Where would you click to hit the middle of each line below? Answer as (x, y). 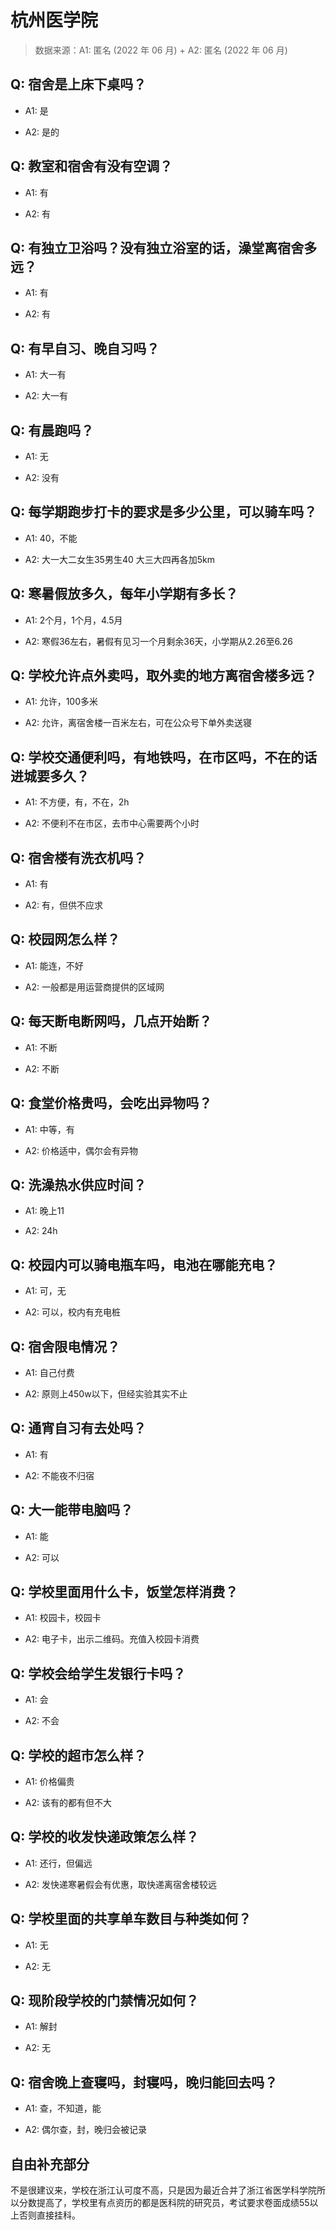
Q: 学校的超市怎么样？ (78, 1755)
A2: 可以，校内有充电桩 (72, 1312)
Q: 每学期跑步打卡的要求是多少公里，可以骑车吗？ (164, 512)
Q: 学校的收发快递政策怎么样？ (105, 1837)
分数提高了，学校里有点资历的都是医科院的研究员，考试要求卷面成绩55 (164, 2203)
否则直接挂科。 (49, 2215)
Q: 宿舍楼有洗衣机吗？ (78, 857)
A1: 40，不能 (51, 538)
